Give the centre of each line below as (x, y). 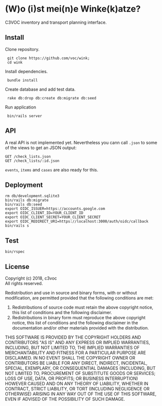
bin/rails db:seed (24, 204)
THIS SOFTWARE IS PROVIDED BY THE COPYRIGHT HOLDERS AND (73, 337)
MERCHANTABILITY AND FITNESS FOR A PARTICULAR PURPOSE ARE (76, 353)
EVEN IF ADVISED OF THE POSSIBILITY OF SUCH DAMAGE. (65, 399)
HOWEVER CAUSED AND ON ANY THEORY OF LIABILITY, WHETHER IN (77, 383)
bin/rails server (24, 116)
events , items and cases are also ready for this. (52, 170)
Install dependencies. (26, 71)
